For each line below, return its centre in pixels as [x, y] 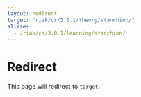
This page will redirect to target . [54, 87]
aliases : [20, 26]
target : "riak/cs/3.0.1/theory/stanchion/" [71, 20]
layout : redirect [32, 14]
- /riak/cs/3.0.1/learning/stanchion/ [70, 33]
